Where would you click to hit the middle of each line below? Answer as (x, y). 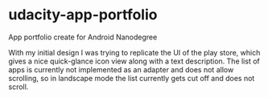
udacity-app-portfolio (83, 15)
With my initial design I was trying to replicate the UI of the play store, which (134, 52)
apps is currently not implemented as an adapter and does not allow (121, 69)
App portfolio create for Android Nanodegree (83, 37)
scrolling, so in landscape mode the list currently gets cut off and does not (132, 78)
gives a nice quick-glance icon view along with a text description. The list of (134, 61)
